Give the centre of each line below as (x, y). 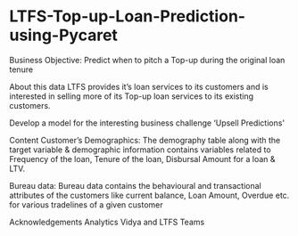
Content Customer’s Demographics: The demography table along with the (145, 140)
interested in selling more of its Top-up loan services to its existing (132, 96)
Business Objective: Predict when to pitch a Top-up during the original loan (147, 60)
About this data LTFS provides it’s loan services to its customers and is (139, 86)
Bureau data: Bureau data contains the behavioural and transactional (135, 185)
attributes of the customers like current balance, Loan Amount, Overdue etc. (149, 195)
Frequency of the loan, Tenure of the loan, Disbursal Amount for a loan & (142, 159)
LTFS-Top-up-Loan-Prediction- (128, 16)
